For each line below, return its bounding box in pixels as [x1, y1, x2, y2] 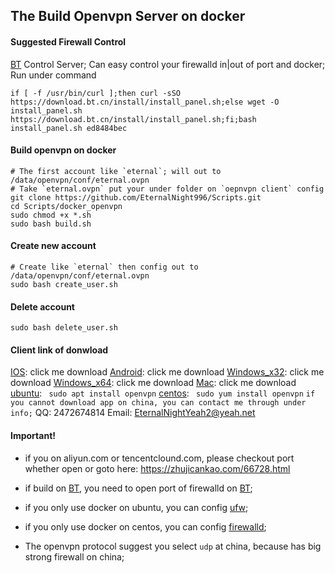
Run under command [10, 69, 97, 81]
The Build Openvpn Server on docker [10, 8, 246, 25]
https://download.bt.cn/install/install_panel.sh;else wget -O [10, 97, 280, 107]
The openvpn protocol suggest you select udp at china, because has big [24, 540, 322, 552]
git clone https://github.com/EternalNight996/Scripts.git [10, 192, 262, 203]
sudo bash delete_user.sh [10, 323, 118, 333]
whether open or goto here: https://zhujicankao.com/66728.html [24, 462, 291, 474]
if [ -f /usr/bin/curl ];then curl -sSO [10, 88, 182, 98]
